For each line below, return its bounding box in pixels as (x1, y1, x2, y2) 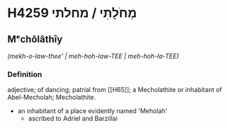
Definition (7, 69, 43, 79)
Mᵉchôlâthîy (7, 33, 63, 45)
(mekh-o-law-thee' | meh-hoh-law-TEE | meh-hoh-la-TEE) (7, 52, 179, 60)
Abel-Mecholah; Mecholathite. (7, 93, 96, 102)
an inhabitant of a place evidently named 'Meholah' (17, 107, 168, 115)
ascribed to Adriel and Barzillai (28, 115, 118, 123)
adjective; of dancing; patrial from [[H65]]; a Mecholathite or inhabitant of (7, 86, 222, 94)
